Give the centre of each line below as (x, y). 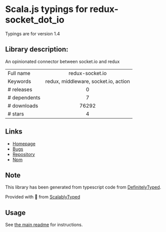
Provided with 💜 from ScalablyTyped (43, 197)
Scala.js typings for (46, 9)
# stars (16, 113)
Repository (23, 154)
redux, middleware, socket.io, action (87, 81)
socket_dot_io (35, 20)
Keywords (19, 81)
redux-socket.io (87, 73)
